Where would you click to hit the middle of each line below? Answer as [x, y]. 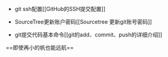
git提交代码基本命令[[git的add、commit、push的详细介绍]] [88, 35]
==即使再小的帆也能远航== [40, 48]
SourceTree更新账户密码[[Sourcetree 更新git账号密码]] [83, 22]
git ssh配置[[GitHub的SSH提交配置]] [60, 9]
